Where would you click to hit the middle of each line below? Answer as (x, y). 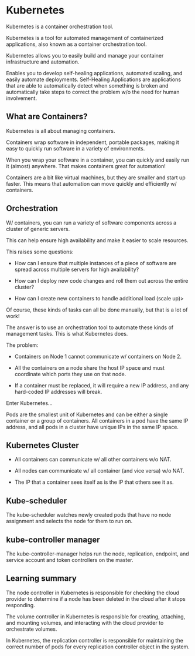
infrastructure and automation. (43, 62)
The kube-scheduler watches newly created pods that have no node (89, 515)
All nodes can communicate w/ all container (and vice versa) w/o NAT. (99, 471)
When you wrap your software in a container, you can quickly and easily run (97, 160)
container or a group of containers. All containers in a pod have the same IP (97, 420)
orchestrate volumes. (32, 629)
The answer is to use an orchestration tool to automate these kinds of (90, 327)
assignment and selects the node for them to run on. (69, 521)
